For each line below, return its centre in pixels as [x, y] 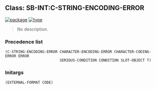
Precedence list [24, 42]
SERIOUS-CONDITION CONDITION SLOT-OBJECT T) [105, 60]
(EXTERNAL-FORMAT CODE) [29, 83]
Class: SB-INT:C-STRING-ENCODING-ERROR [75, 8]
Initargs [14, 72]
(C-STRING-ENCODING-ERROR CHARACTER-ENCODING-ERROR [58, 52]
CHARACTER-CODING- [133, 52]
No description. [32, 29]
